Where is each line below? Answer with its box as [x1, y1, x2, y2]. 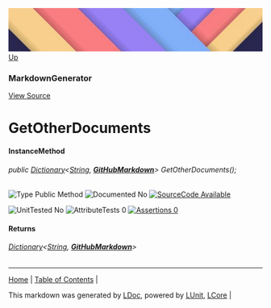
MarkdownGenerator [8, 73, 93, 84]
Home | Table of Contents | [8, 274, 98, 284]
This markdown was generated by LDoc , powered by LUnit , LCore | [8, 290, 232, 300]
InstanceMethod [8, 146, 65, 156]
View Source [8, 91, 51, 101]
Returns [8, 223, 36, 233]
